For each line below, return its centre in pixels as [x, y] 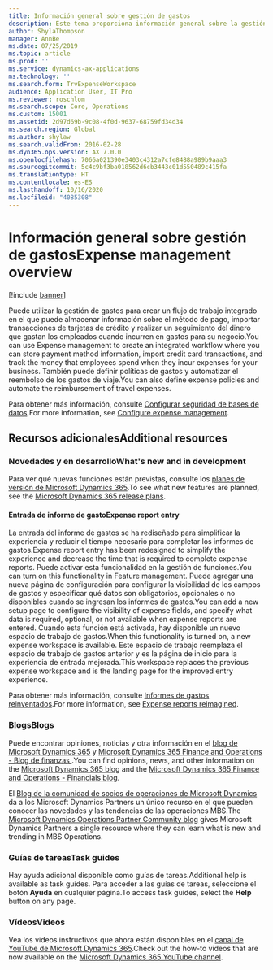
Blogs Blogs [31, 725]
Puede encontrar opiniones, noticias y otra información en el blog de [123, 743]
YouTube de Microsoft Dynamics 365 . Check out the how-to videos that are [133, 949]
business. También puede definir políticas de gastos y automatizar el [123, 371]
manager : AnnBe [34, 39]
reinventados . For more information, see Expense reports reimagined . [124, 704]
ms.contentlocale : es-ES [50, 183]
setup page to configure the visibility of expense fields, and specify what [130, 611]
